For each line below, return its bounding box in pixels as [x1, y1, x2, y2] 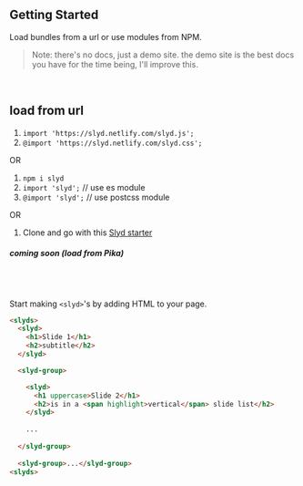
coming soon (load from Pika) [9, 248, 125, 259]
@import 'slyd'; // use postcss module [22, 191, 170, 202]
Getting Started [9, 7, 99, 23]
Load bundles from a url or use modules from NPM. [9, 31, 202, 42]
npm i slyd [22, 173, 65, 183]
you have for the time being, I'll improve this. [31, 58, 198, 69]
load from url [9, 103, 85, 119]
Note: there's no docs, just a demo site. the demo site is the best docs [31, 49, 295, 60]
